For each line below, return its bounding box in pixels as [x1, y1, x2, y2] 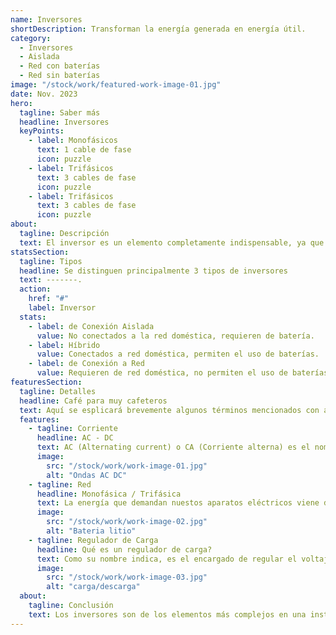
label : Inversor [28, 303, 97, 313]
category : [10, 33, 52, 43]
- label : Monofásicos [28, 136, 118, 146]
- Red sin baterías [19, 71, 101, 81]
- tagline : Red [28, 479, 92, 490]
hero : [10, 98, 33, 108]
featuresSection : [10, 377, 83, 387]
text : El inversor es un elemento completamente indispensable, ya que [19, 237, 325, 248]
